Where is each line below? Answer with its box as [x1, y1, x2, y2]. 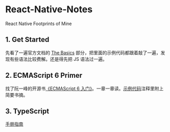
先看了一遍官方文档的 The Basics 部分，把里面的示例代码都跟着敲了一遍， [5, 50, 161, 56]
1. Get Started [5, 35, 50, 44]
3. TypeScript [5, 106, 50, 116]
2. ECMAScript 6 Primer [5, 71, 83, 80]
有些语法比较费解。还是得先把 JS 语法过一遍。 [9, 56, 107, 62]
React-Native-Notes [5, 4, 93, 15]
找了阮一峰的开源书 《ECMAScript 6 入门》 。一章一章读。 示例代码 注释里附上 [5, 85, 164, 92]
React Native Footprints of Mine [5, 20, 72, 27]
